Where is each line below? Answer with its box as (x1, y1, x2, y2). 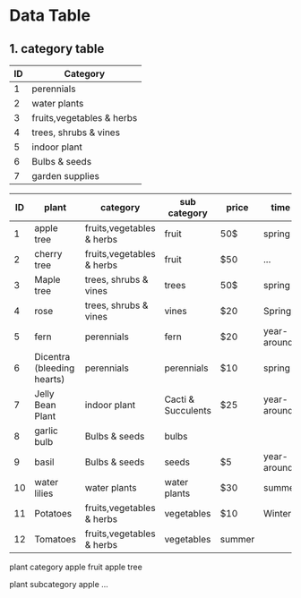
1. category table (9, 41, 105, 56)
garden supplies (31, 170, 100, 182)
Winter (262, 508, 292, 519)
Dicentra (34, 351, 71, 363)
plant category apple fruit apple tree (9, 561, 143, 572)
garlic (34, 424, 58, 437)
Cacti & (164, 393, 195, 406)
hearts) (34, 373, 65, 385)
